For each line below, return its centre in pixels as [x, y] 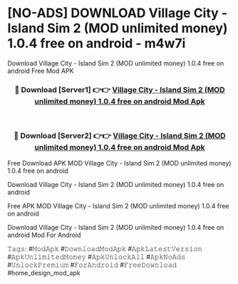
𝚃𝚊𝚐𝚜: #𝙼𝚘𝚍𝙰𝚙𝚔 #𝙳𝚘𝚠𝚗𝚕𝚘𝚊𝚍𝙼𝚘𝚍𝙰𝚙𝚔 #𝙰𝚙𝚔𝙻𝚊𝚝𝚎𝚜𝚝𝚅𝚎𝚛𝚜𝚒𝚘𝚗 [105, 248]
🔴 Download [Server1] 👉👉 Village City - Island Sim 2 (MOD [120, 89]
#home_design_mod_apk [44, 273]
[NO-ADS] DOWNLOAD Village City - [118, 13]
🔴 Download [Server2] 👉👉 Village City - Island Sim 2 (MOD [120, 136]
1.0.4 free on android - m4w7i [97, 44]
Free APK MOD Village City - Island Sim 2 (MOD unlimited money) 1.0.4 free [118, 206]
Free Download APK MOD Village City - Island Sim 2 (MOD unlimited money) [119, 163]
